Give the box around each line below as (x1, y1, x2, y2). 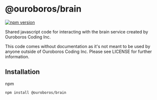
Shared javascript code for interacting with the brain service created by (5, 29, 149, 34)
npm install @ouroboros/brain (5, 90, 67, 95)
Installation (5, 68, 40, 76)
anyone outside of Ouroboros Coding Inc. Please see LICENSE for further (5, 49, 152, 54)
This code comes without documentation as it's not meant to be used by (5, 43, 151, 49)
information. (5, 53, 30, 59)
